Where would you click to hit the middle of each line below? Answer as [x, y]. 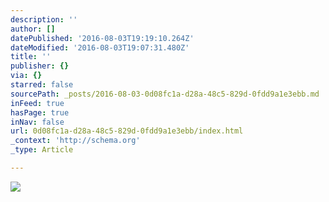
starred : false [42, 85]
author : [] [33, 29]
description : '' [44, 19]
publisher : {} [40, 66]
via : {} [26, 76]
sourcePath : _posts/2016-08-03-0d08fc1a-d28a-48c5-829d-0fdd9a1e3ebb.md [165, 94]
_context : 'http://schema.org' [75, 141]
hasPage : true [40, 112]
